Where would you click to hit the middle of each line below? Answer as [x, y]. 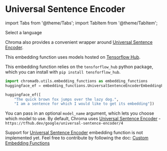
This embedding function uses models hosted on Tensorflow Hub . [73, 57]
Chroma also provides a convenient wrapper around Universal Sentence [79, 42]
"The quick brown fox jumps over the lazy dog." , [67, 99]
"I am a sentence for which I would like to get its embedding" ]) [84, 104]
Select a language [24, 32]
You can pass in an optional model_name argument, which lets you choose [80, 113]
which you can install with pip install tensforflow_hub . [63, 72]
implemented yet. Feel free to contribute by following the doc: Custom [77, 138]
